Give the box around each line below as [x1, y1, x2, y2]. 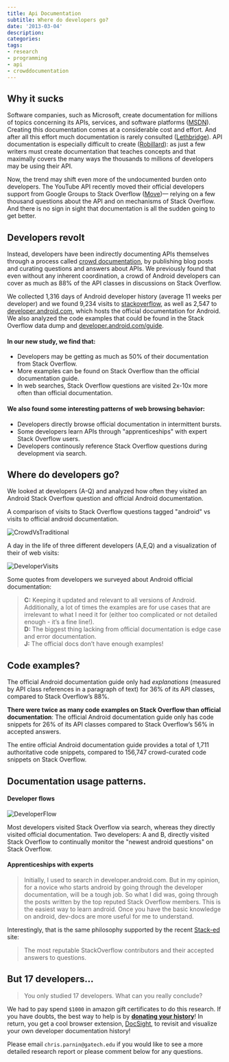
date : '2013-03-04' [7, 23, 63, 29]
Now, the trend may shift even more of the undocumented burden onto [7, 176, 207, 184]
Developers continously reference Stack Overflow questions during [16, 442, 208, 450]
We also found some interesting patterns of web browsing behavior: [7, 404, 206, 412]
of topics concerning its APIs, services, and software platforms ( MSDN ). [7, 118, 211, 127]
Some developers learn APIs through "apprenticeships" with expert [16, 427, 207, 436]
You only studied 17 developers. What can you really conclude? [23, 991, 203, 1000]
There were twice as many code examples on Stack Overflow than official [7, 706, 221, 714]
